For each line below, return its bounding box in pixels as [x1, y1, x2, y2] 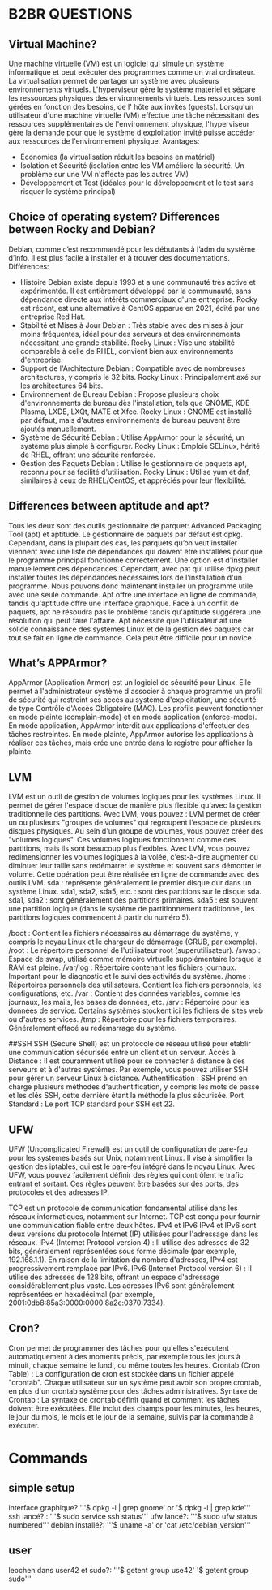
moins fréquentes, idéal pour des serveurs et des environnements [19, 329, 240, 338]
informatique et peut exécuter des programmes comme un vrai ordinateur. [8, 67, 256, 77]
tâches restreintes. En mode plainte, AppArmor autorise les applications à [8, 730, 253, 739]
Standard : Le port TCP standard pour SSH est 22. [8, 1099, 176, 1109]
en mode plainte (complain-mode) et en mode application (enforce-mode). [8, 712, 257, 722]
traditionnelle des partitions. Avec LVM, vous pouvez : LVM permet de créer [8, 809, 261, 819]
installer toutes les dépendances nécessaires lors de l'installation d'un [8, 572, 243, 582]
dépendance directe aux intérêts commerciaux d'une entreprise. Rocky [19, 294, 257, 304]
